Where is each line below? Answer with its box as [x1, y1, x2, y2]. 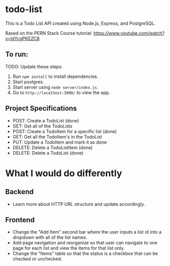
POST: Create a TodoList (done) [12, 117, 80, 123]
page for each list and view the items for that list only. [12, 245, 125, 251]
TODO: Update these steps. [5, 63, 63, 69]
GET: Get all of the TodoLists [12, 123, 73, 129]
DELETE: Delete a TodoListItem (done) [12, 144, 93, 150]
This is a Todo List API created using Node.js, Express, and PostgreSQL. [5, 20, 156, 26]
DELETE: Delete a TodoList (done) [12, 150, 84, 156]
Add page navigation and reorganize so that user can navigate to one [12, 240, 157, 246]
